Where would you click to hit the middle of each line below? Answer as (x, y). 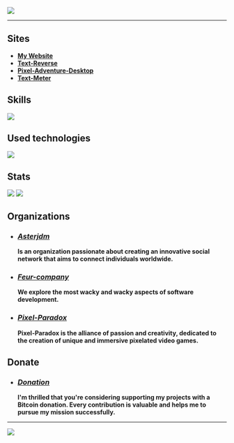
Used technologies (49, 139)
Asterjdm (33, 236)
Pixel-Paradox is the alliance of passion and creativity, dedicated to (117, 333)
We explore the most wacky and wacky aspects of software (105, 292)
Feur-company (43, 277)
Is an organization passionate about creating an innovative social (114, 251)
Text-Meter (34, 78)
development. (38, 300)
